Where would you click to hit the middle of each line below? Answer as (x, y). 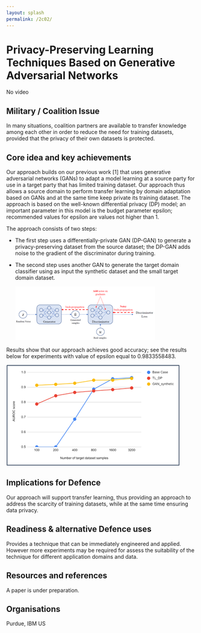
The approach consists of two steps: (52, 229)
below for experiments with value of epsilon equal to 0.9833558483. (91, 356)
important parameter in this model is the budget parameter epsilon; (89, 211)
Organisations (33, 609)
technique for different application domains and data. (72, 556)
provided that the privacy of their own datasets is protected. (81, 138)
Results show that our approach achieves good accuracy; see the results (97, 350)
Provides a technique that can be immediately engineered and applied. (94, 544)
